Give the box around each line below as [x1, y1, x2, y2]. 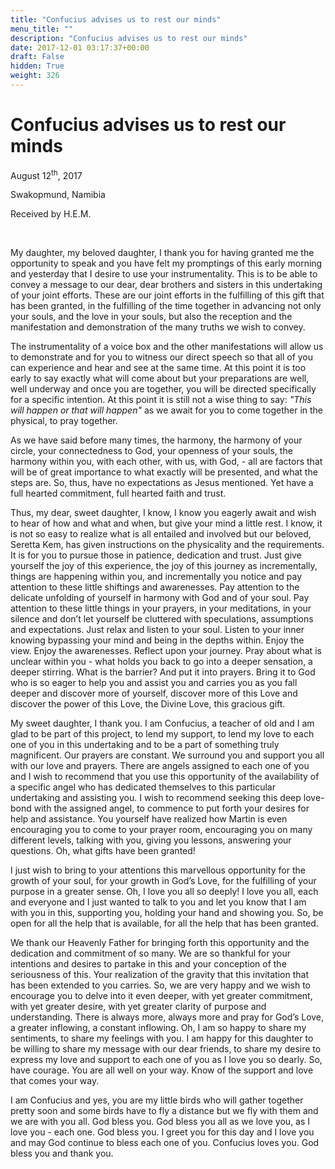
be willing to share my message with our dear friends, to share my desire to [10, 1043, 322, 1055]
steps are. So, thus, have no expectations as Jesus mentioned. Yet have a [10, 477, 314, 489]
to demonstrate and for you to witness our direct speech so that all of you [10, 351, 314, 363]
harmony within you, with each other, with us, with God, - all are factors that [10, 456, 323, 468]
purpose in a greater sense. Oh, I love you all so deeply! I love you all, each [10, 886, 319, 898]
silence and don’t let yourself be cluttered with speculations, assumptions [10, 613, 314, 625]
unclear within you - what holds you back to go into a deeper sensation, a [10, 656, 313, 668]
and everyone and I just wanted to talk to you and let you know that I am [10, 896, 307, 908]
